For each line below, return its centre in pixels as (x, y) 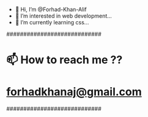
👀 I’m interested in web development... (63, 16)
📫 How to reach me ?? (65, 60)
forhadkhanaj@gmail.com (74, 92)
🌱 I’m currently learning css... (52, 22)
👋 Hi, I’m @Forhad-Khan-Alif (51, 9)
